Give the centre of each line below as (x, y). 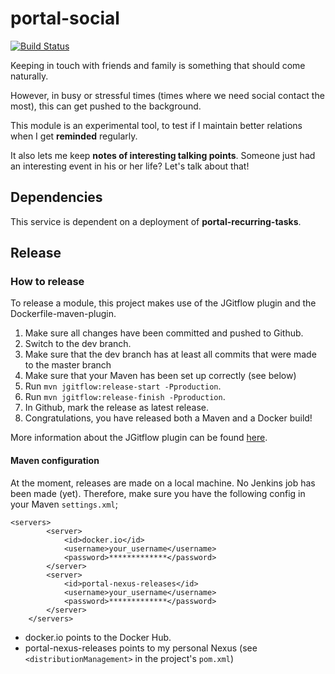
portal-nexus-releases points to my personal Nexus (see (141, 648)
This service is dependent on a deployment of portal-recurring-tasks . (156, 221)
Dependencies (56, 197)
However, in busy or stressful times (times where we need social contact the (167, 95)
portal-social (65, 18)
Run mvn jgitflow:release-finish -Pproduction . (125, 397)
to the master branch (68, 365)
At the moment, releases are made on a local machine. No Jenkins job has (163, 483)
